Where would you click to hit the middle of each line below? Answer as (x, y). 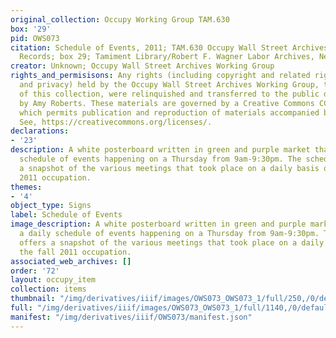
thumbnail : (33, 299)
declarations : (40, 131)
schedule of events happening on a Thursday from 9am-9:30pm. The (160, 159)
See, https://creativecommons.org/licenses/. (116, 122)
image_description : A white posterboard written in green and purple (158, 224)
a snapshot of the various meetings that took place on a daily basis (169, 168)
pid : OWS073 (35, 38)
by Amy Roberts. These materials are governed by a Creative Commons (167, 103)
